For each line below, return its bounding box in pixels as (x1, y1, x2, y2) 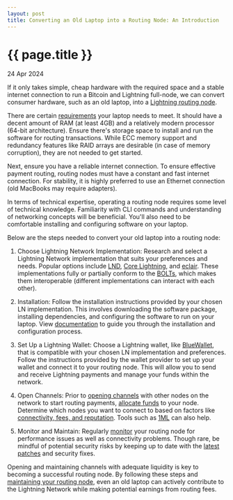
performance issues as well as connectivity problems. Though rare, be (17, 434, 220, 443)
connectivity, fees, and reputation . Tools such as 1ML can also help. (17, 414, 211, 422)
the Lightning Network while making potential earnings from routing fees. (7, 485, 217, 494)
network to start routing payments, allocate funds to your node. (17, 399, 200, 407)
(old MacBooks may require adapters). (7, 184, 118, 192)
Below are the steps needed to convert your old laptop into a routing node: (7, 234, 221, 242)
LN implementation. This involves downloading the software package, (17, 305, 218, 314)
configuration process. (17, 327, 83, 335)
